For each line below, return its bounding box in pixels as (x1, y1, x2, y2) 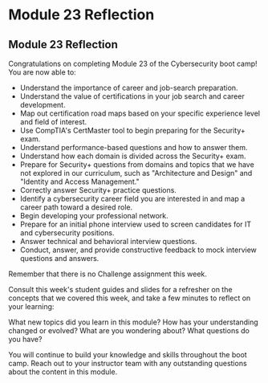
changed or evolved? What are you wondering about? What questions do (8, 326, 250, 335)
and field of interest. (19, 117, 87, 126)
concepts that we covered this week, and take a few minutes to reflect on (8, 293, 251, 303)
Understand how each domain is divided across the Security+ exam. (19, 151, 246, 161)
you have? (8, 335, 43, 344)
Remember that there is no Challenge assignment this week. (8, 269, 207, 279)
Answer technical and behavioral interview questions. (19, 237, 197, 246)
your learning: (8, 302, 55, 311)
